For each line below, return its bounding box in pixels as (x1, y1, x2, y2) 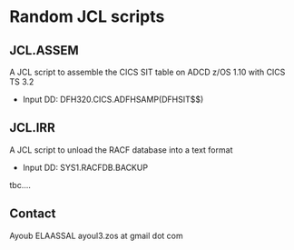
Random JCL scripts (9, 6, 165, 27)
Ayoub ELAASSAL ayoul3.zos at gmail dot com (9, 230, 183, 241)
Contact (9, 206, 56, 222)
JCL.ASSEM (9, 43, 79, 58)
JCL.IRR (9, 120, 56, 135)
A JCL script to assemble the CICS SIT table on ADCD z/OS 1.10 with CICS (9, 66, 286, 77)
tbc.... (9, 179, 32, 190)
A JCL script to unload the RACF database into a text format (9, 144, 233, 155)
